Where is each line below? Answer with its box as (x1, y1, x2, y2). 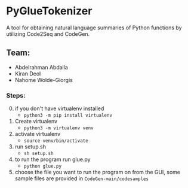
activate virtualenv (14, 131, 61, 138)
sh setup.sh (23, 151, 54, 157)
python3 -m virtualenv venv (23, 125, 94, 131)
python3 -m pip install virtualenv (23, 113, 112, 119)
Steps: (6, 91, 26, 99)
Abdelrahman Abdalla (14, 63, 69, 71)
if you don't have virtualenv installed (14, 105, 104, 112)
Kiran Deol (14, 70, 41, 77)
